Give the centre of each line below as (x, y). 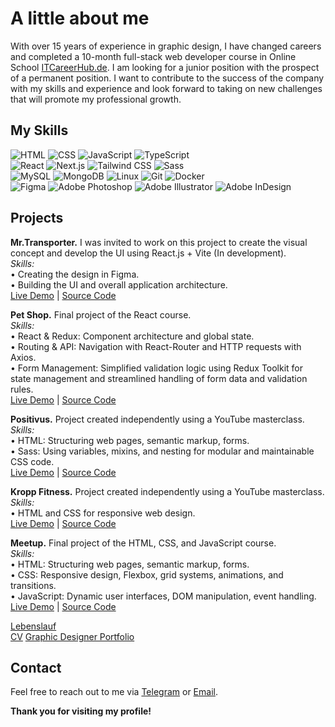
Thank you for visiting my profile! (81, 711)
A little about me (80, 18)
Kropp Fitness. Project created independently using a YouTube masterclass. (167, 491)
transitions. (33, 585)
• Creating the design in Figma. (75, 274)
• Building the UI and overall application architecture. (119, 284)
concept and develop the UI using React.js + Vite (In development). (148, 253)
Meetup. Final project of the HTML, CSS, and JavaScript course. (143, 543)
